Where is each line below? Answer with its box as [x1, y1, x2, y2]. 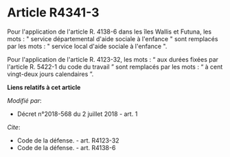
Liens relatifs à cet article [7, 83, 81, 91]
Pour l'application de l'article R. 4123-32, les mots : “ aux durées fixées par [7, 55, 218, 63]
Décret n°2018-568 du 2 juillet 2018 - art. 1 [16, 110, 138, 118]
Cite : [7, 123, 21, 131]
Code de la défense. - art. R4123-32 [16, 136, 119, 145]
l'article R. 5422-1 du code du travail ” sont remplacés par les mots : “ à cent [7, 62, 223, 71]
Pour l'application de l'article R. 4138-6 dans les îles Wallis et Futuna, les [7, 27, 211, 36]
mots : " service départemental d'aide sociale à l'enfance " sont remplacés [7, 34, 218, 43]
